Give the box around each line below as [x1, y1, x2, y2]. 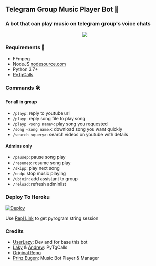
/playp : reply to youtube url [12, 110, 70, 116]
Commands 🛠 [5, 84, 41, 91]
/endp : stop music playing [12, 170, 66, 177]
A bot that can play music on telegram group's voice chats [5, 20, 151, 27]
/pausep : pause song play [12, 154, 66, 161]
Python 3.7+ [12, 66, 38, 72]
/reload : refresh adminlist [12, 181, 67, 187]
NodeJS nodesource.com [12, 61, 66, 67]
